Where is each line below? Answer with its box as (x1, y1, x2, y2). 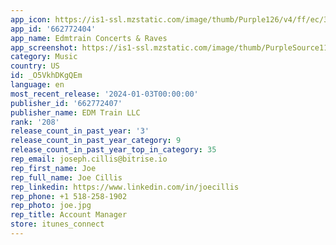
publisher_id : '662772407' (10, 98, 123, 108)
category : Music (10, 52, 78, 62)
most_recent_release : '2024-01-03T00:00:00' (10, 89, 199, 99)
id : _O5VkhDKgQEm (10, 71, 83, 81)
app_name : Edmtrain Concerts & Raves (10, 33, 168, 43)
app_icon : (10, 14, 52, 25)
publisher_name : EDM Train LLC (10, 107, 141, 118)
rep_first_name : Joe (10, 163, 97, 173)
